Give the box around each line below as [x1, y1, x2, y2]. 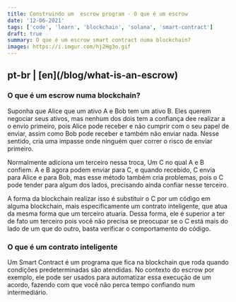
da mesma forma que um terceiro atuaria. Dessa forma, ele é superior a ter [7, 209, 225, 218]
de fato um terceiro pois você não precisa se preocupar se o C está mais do [7, 216, 228, 225]
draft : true [7, 30, 42, 37]
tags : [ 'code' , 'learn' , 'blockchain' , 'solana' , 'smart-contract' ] [7, 23, 213, 30]
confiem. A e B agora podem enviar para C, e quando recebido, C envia [7, 165, 216, 174]
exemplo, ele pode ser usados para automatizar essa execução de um [7, 273, 212, 281]
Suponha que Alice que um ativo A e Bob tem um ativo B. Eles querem [7, 107, 211, 115]
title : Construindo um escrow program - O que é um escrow [7, 10, 189, 18]
